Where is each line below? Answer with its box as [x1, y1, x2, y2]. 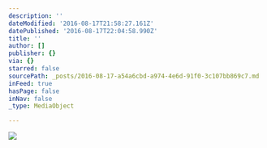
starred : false [8, 65, 60, 73]
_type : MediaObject [8, 102, 75, 110]
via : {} [8, 57, 35, 66]
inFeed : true [8, 79, 53, 87]
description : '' [8, 11, 63, 20]
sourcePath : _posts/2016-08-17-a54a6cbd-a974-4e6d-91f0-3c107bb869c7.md [8, 72, 260, 80]
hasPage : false [8, 87, 60, 95]
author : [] [8, 42, 45, 50]
